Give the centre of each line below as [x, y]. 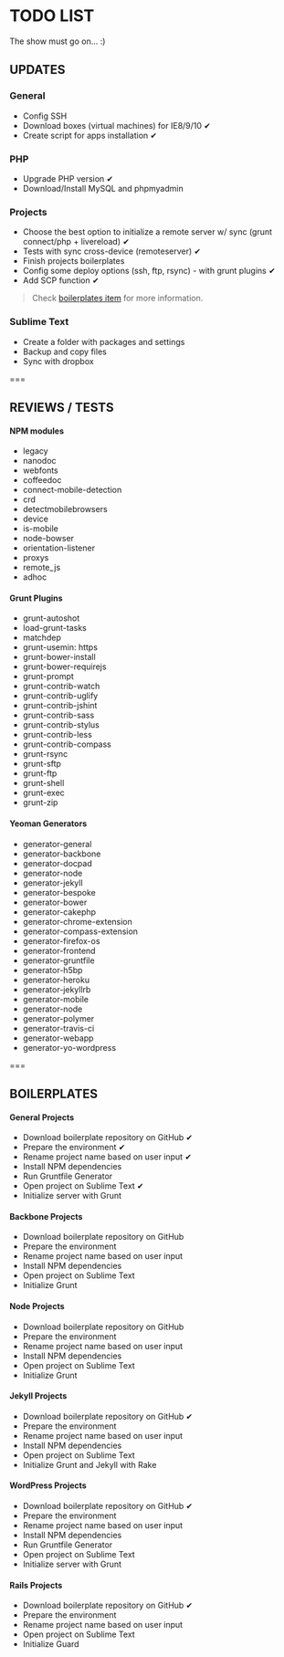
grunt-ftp [40, 773]
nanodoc [39, 461]
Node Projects [37, 1306]
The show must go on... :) [58, 41]
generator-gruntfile [58, 960]
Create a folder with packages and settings [104, 341]
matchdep [42, 638]
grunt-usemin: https [60, 647]
